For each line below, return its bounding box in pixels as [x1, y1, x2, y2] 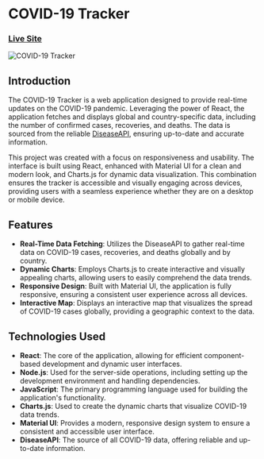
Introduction [8, 74, 71, 87]
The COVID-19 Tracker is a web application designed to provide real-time [8, 95, 247, 105]
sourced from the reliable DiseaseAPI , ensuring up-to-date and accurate [8, 129, 244, 139]
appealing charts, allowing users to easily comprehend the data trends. [19, 273, 252, 283]
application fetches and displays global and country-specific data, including [8, 112, 256, 121]
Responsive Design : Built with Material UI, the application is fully [19, 281, 232, 291]
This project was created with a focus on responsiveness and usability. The [8, 152, 254, 163]
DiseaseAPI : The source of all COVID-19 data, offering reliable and [19, 434, 238, 445]
